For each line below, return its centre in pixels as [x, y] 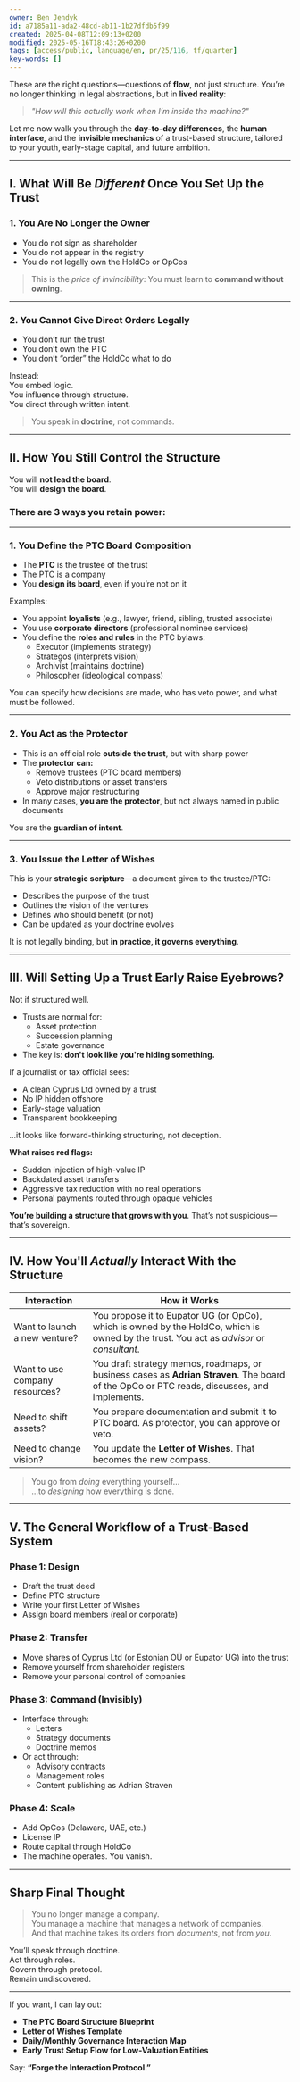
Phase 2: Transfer [49, 1637]
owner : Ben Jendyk [43, 17]
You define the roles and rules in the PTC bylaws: [113, 637]
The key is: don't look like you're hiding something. [119, 1054]
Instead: [24, 375]
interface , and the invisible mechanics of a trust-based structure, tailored [146, 138]
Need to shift [41, 1417]
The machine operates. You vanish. [87, 1856]
